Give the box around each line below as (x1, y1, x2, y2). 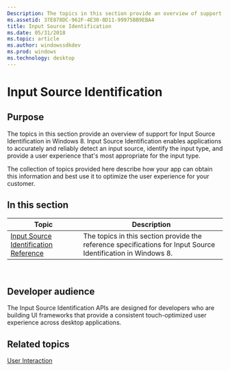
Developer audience (7, 285, 95, 297)
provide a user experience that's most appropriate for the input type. (7, 152, 201, 160)
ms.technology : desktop (7, 55, 75, 62)
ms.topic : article (7, 36, 60, 43)
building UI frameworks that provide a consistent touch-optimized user (7, 311, 207, 320)
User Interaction (7, 357, 53, 365)
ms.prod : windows (7, 49, 57, 56)
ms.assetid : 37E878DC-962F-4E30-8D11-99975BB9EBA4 (7, 16, 155, 23)
